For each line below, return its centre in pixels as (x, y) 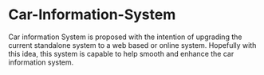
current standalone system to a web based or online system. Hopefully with (132, 45)
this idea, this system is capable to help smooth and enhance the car (121, 53)
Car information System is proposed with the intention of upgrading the (125, 37)
